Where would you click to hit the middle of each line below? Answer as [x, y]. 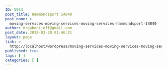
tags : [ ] [15, 55]
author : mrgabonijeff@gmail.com [39, 28]
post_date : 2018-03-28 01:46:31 [39, 33]
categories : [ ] [22, 60]
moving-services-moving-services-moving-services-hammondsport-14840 [83, 23]
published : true [22, 51]
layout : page [19, 37]
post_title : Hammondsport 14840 [39, 14]
